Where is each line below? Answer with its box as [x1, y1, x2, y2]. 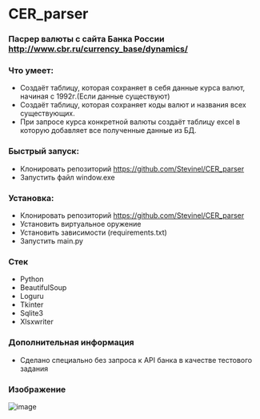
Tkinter [19, 300, 44, 309]
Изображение [8, 384, 66, 395]
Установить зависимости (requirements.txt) [19, 228, 168, 237]
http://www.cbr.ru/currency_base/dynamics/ [8, 43, 188, 54]
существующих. [19, 109, 76, 119]
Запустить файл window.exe [19, 172, 115, 182]
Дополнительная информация [8, 337, 134, 348]
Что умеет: [8, 65, 54, 76]
